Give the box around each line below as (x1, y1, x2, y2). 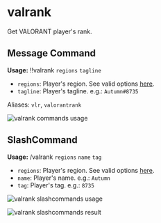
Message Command (7, 47, 96, 59)
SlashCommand (7, 134, 78, 146)
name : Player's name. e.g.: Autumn (17, 174, 111, 182)
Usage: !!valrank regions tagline (7, 66, 102, 74)
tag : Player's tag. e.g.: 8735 (17, 180, 95, 189)
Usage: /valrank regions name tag (7, 153, 102, 161)
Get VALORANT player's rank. (7, 27, 92, 36)
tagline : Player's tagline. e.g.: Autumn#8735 (17, 86, 139, 95)
